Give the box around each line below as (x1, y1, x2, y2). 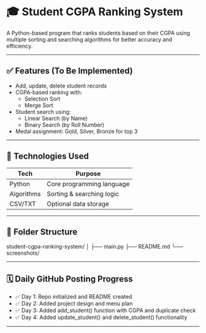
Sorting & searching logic (47, 189, 120, 198)
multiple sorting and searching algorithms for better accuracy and (6, 36, 173, 43)
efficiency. (6, 42, 33, 50)
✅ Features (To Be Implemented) (6, 65, 133, 77)
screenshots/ (6, 249, 40, 257)
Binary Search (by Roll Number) (24, 121, 105, 129)
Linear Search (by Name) (24, 114, 88, 122)
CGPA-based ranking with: (15, 88, 83, 95)
